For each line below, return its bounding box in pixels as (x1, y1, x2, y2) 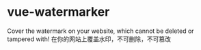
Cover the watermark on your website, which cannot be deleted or (7, 27, 194, 35)
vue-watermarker (7, 4, 110, 20)
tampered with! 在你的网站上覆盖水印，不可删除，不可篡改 (7, 35, 171, 43)
